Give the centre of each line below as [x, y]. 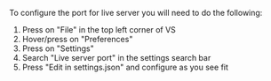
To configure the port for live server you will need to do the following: [136, 13]
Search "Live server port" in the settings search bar [116, 58]
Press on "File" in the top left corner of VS [99, 29]
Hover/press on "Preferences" [77, 39]
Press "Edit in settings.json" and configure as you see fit [125, 67]
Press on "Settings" [58, 48]
